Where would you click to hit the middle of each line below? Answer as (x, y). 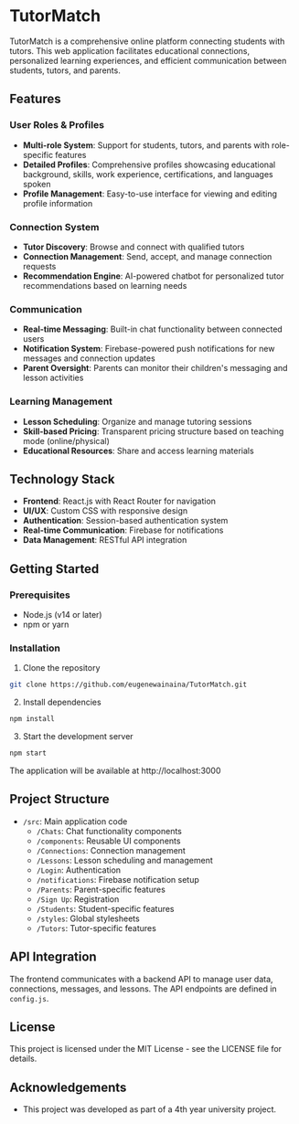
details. (23, 1059)
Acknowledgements (68, 1087)
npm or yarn (46, 625)
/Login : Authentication (79, 870)
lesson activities (53, 378)
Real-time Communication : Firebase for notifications (123, 530)
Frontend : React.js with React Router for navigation (119, 501)
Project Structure (59, 799)
